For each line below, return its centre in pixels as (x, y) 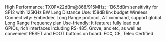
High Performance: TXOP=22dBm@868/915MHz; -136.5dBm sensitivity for (82, 7)
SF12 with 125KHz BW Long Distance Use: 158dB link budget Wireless (76, 12)
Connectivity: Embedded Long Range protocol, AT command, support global (83, 18)
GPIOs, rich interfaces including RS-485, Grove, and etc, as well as (73, 28)
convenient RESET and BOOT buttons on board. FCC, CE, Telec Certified (79, 33)
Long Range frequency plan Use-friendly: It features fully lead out (72, 23)
